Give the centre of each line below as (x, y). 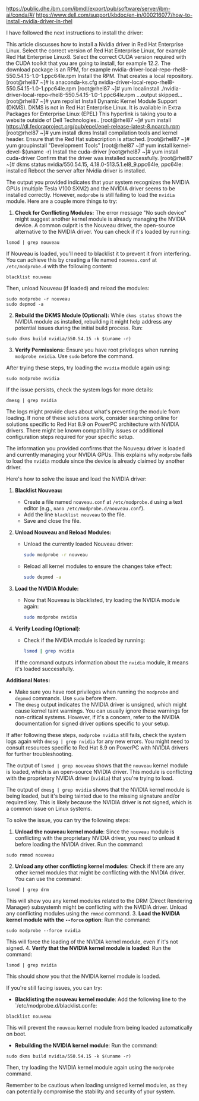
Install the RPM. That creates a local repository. (135, 76)
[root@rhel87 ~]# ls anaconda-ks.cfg (52, 82)
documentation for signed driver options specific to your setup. (92, 723)
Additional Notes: (28, 680)
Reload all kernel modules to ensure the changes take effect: (98, 566)
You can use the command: (48, 879)
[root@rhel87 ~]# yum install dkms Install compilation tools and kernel (92, 133)
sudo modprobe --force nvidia (44, 930)
